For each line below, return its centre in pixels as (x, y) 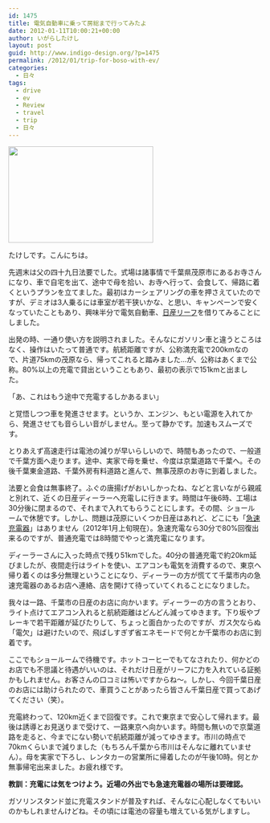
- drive (29, 90)
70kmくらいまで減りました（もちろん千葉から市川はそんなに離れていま (127, 747)
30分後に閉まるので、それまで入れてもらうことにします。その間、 (118, 507)
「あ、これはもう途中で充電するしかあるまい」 (86, 396)
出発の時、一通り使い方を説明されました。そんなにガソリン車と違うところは (135, 339)
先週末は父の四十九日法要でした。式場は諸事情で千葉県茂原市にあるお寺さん (135, 272)
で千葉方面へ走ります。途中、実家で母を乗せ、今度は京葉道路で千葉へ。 (128, 460)
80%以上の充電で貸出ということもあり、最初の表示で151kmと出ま (131, 369)
